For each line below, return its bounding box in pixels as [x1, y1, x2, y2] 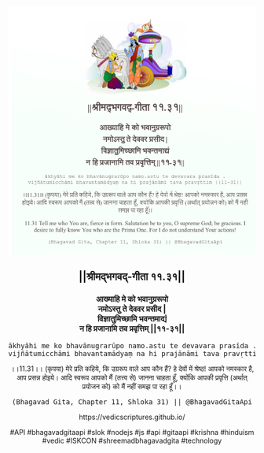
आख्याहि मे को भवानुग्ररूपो [95, 294, 169, 305]
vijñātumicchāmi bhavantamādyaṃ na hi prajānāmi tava [8, 349, 220, 358]
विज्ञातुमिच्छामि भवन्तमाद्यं [97, 314, 167, 325]
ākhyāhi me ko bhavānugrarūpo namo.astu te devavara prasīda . [8, 341, 257, 350]
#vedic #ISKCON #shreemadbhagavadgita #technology [42, 436, 222, 445]
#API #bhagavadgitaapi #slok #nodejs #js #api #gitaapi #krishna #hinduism [9, 427, 255, 436]
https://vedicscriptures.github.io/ [78, 412, 186, 421]
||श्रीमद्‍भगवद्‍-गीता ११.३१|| [78, 270, 186, 284]
